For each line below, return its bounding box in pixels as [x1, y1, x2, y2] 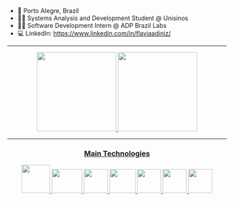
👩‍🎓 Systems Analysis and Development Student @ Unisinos [17, 14, 189, 22]
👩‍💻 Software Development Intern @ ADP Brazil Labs [17, 22, 167, 29]
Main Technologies [84, 148, 150, 158]
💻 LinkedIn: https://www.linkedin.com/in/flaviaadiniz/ [17, 29, 171, 38]
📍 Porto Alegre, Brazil [17, 7, 79, 15]
